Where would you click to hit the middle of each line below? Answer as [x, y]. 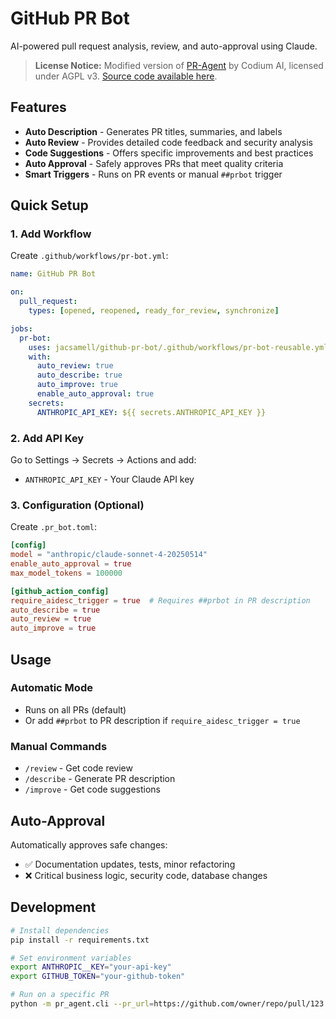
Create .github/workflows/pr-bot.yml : [89, 256]
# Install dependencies [60, 930]
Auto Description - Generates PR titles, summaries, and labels [153, 131]
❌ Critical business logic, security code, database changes [146, 875]
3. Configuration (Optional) [77, 505]
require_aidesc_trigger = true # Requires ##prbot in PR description [160, 600]
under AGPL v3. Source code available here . [126, 76]
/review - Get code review [78, 768]
